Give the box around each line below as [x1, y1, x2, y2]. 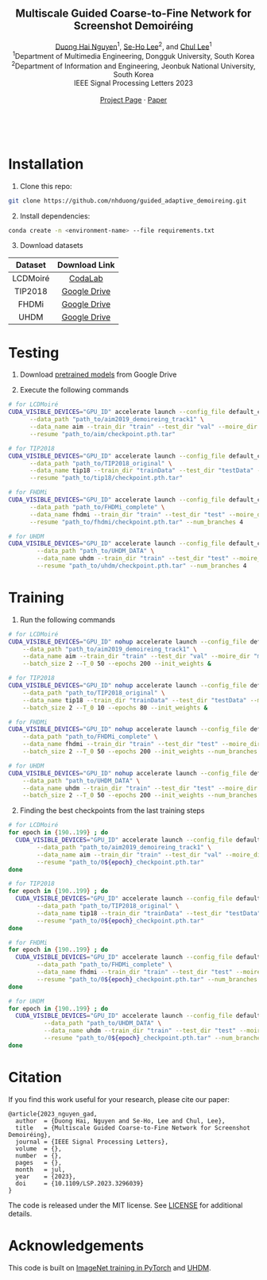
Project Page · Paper [99, 95, 168, 104]
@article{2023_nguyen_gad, [8, 1110, 98, 1118]
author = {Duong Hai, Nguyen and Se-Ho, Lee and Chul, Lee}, [15, 1116, 226, 1125]
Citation [8, 1069, 62, 1087]
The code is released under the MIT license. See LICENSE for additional [8, 1200, 243, 1210]
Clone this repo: [19, 181, 72, 191]
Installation [8, 155, 84, 173]
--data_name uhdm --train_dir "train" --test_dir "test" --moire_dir [22, 784, 258, 792]
